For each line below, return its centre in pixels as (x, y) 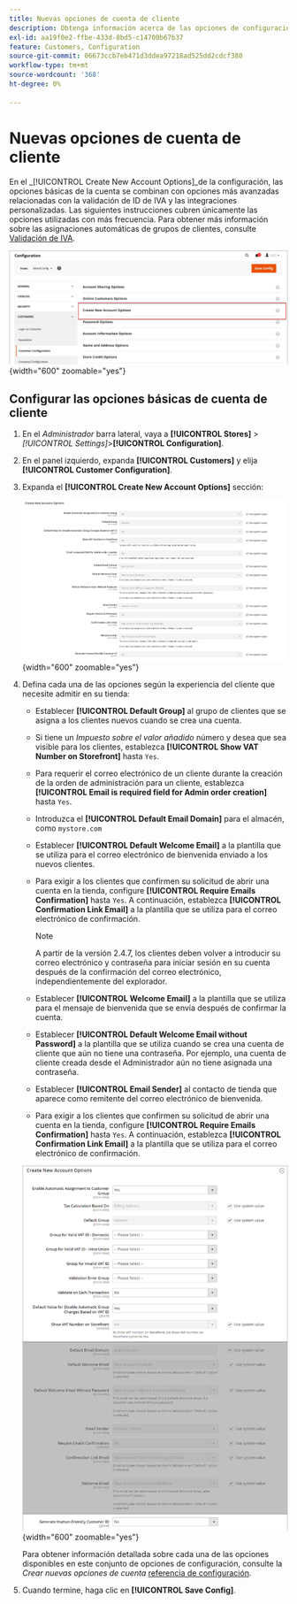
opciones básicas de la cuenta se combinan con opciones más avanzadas (145, 191)
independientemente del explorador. (101, 981)
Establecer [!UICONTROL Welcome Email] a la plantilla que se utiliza (160, 999)
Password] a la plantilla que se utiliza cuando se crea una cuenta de (160, 1044)
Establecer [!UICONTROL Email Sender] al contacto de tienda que (156, 1089)
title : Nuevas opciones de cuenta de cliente (94, 19)
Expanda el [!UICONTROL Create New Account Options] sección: (142, 487)
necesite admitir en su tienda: (76, 694)
